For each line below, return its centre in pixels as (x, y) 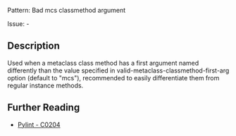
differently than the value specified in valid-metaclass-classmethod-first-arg (118, 70)
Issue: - (18, 24)
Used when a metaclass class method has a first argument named (103, 63)
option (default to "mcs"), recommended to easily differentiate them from (113, 78)
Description (33, 46)
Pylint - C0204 (39, 124)
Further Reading (44, 107)
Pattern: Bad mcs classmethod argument (67, 10)
